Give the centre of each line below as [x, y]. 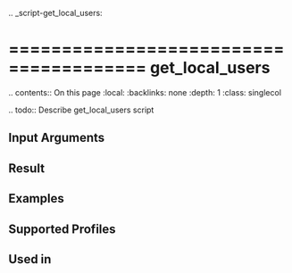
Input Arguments [57, 138]
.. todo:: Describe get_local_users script [81, 110]
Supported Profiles [63, 229]
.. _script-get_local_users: [56, 13]
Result [27, 168]
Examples [36, 199]
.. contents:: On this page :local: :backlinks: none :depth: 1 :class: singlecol [145, 92]
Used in [30, 259]
